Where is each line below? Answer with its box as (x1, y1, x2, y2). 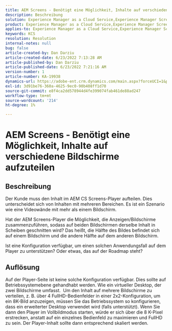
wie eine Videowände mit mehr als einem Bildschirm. (5, 207, 117, 213)
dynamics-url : (5, 79, 36, 84)
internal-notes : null (5, 41, 52, 46)
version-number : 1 (5, 70, 45, 75)
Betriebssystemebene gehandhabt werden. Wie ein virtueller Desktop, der (5, 282, 162, 288)
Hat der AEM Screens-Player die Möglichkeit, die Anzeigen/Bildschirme (5, 216, 156, 223)
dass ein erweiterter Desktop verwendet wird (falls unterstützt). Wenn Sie (5, 303, 160, 310)
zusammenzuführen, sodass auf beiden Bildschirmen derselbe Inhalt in (5, 222, 155, 228)
